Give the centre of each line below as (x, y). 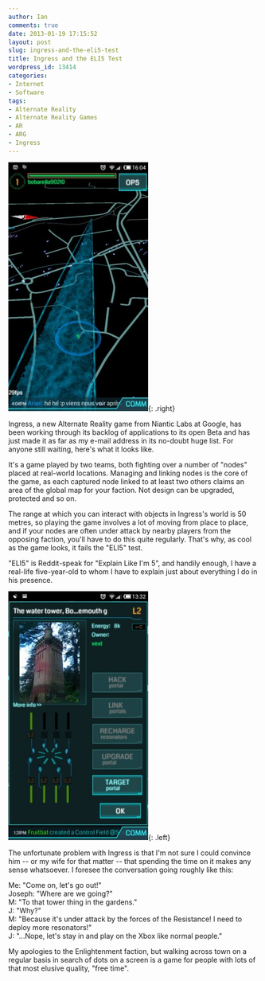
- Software (26, 92)
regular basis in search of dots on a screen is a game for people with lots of (132, 960)
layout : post (30, 42)
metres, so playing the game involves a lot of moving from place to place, (129, 522)
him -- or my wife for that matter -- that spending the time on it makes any (130, 861)
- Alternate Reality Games (53, 118)
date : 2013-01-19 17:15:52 (53, 33)
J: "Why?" (25, 910)
